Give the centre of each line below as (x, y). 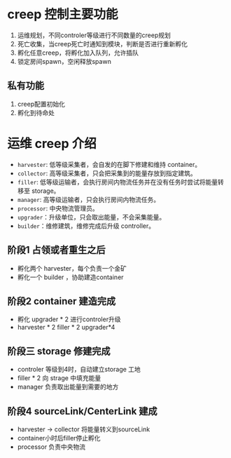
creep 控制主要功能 (63, 14)
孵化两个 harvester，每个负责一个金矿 (72, 268)
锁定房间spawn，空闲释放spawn (64, 61)
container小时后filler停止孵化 (59, 438)
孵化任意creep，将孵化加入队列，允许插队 (78, 53)
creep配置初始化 (41, 104)
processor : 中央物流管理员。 (58, 208)
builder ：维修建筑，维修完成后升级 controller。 (86, 226)
